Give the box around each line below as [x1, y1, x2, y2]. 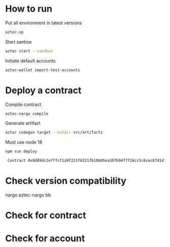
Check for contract [5, 210, 87, 221]
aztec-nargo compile [5, 111, 49, 116]
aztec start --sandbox [5, 49, 53, 54]
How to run [5, 3, 53, 15]
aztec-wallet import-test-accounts [5, 67, 80, 72]
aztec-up [5, 29, 24, 34]
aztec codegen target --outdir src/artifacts [5, 130, 103, 135]
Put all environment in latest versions [5, 20, 82, 26]
